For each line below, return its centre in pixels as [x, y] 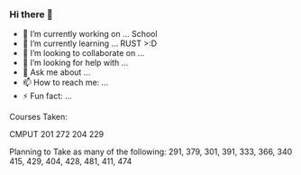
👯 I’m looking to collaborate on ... [83, 53]
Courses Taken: [38, 117]
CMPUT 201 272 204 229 [57, 134]
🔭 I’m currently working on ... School [90, 34]
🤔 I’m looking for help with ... [75, 63]
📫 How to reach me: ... [65, 83]
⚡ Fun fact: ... [47, 96]
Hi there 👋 [32, 14]
